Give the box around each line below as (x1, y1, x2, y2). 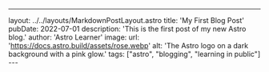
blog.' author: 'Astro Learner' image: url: (8, 32, 140, 42)
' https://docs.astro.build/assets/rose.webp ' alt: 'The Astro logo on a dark (8, 41, 249, 50)
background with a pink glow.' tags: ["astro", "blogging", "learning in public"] (8, 49, 261, 59)
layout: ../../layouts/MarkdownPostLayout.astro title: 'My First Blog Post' (8, 16, 244, 25)
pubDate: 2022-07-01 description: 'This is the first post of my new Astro (8, 25, 247, 33)
